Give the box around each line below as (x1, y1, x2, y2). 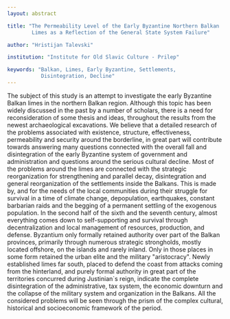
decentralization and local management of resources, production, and (7, 223, 205, 231)
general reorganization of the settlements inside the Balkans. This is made (7, 179, 217, 187)
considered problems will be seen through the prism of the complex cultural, (7, 296, 223, 305)
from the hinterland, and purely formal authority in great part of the (7, 267, 196, 276)
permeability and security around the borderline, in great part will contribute (7, 135, 222, 143)
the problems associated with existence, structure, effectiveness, (7, 128, 192, 136)
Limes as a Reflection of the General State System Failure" (32, 29, 211, 36)
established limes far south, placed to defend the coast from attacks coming (7, 260, 223, 268)
